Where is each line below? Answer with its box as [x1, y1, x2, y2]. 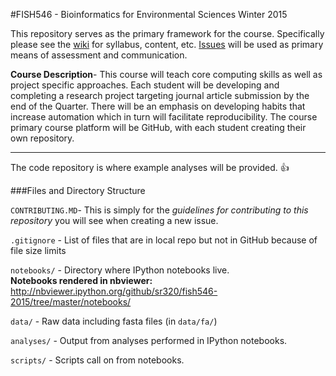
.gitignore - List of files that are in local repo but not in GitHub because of [10, 234, 318, 246]
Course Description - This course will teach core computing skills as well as [10, 69, 323, 80]
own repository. [10, 132, 75, 144]
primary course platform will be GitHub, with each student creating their [10, 122, 307, 133]
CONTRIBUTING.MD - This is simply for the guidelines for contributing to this [10, 204, 309, 216]
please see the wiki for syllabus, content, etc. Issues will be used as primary [10, 39, 324, 50]
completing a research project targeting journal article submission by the [10, 90, 310, 101]
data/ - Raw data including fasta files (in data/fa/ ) [10, 315, 218, 327]
